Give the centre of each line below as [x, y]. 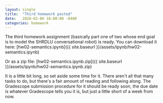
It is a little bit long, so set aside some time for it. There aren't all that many [79, 76]
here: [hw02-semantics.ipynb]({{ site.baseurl [50, 47]
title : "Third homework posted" [39, 14]
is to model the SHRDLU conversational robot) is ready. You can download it [81, 42]
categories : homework [27, 23]
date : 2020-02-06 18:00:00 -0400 [41, 18]
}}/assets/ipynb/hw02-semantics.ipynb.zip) [49, 67]
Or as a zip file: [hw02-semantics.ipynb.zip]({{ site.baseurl [64, 61]
